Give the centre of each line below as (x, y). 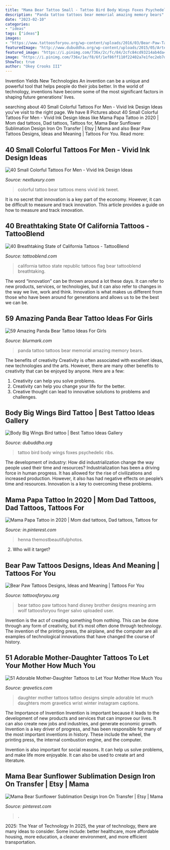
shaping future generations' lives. (40, 97)
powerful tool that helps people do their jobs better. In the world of (75, 86)
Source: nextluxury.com (30, 179)
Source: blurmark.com (29, 341)
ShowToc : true (20, 62)
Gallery (17, 420)
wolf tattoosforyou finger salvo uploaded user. (66, 611)
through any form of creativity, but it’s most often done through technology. (84, 626)
